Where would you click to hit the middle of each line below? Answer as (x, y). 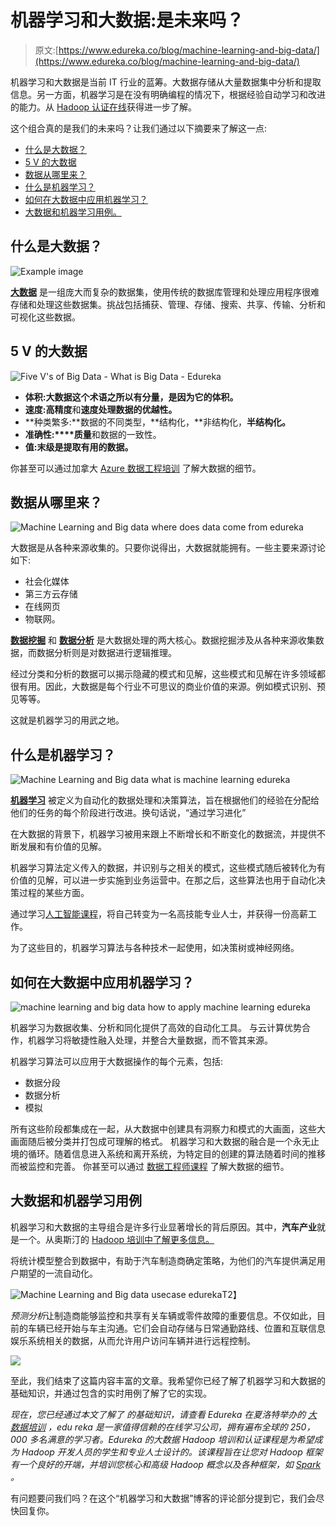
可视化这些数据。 (45, 317)
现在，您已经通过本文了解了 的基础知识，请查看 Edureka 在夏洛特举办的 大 (164, 1414)
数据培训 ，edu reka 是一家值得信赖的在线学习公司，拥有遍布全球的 (149, 1427)
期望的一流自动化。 (58, 1273)
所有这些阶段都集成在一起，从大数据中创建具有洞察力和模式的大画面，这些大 (168, 1129)
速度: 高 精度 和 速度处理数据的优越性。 (101, 409)
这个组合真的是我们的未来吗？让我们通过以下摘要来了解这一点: (139, 128)
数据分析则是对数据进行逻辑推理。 (106, 653)
